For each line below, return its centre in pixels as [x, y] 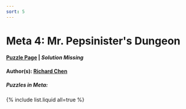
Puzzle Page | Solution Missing [45, 57]
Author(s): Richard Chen [37, 71]
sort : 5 [16, 12]
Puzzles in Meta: [27, 85]
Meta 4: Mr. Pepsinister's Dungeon [93, 41]
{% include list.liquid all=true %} [45, 100]
